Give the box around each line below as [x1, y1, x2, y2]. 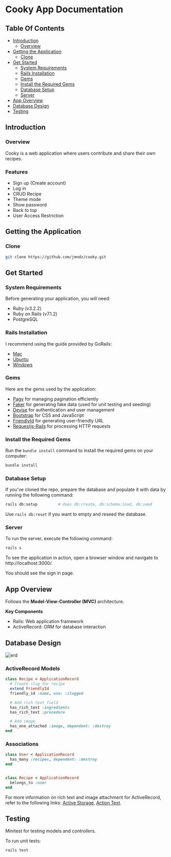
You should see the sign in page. [5, 570, 74, 576]
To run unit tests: [5, 838, 41, 844]
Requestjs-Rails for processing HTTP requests [12, 423, 111, 429]
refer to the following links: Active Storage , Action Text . [5, 800, 122, 806]
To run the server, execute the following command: [5, 535, 113, 542]
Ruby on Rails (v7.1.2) [12, 311, 58, 317]
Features [5, 168, 28, 175]
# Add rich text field [10, 700, 58, 705]
